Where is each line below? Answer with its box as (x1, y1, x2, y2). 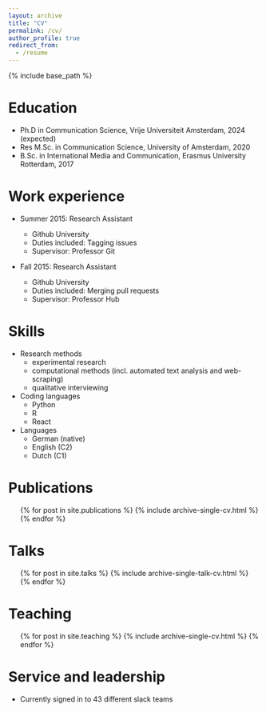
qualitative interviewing (31, 382, 109, 392)
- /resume (15, 49, 48, 57)
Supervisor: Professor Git (31, 246, 116, 256)
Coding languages (19, 391, 81, 401)
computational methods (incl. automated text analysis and (31, 366, 223, 375)
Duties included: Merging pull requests (31, 286, 160, 295)
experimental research (31, 357, 106, 366)
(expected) (19, 134, 57, 143)
